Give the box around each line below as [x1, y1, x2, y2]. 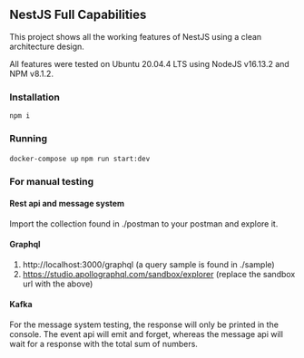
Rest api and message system [9, 198, 125, 208]
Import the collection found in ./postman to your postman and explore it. [9, 218, 279, 229]
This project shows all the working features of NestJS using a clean [9, 31, 262, 42]
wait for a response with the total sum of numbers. [9, 338, 198, 349]
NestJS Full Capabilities [9, 7, 147, 23]
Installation [9, 91, 61, 103]
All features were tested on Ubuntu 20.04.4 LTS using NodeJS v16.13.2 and [9, 58, 290, 69]
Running [9, 132, 48, 145]
